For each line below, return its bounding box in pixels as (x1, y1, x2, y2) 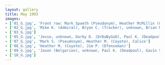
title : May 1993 (5, 12, 38, 17)
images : (5, 16, 21, 21)
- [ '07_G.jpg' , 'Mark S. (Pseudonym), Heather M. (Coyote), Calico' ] (5, 39, 151, 44)
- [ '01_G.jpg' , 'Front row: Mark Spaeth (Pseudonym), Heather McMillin (5, 21, 155, 26)
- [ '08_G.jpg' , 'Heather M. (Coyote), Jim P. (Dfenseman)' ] (5, 43, 131, 48)
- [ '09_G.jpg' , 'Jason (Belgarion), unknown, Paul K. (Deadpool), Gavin (5, 48, 157, 53)
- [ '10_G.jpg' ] (5, 52, 36, 58)
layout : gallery (5, 7, 38, 12)
